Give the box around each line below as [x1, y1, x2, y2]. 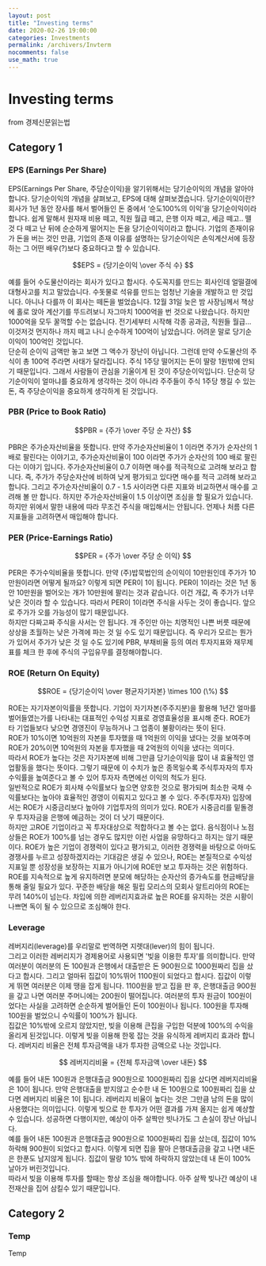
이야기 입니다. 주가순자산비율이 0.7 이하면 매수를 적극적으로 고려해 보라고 [22, 462, 249, 471]
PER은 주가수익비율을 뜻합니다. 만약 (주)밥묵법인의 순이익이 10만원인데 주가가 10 [8, 568, 256, 578]
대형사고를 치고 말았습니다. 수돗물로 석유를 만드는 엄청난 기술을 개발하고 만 [8, 287, 239, 296]
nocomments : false [8, 48, 69, 56]
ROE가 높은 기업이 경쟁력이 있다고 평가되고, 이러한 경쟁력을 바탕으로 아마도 [25, 842, 256, 852]
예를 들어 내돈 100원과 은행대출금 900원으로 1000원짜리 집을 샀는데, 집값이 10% [8, 1133, 257, 1143]
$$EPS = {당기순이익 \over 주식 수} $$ [72, 260, 194, 270]
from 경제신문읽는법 [8, 117, 70, 127]
